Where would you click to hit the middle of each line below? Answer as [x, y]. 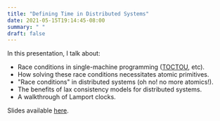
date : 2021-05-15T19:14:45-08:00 [56, 20]
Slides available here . [38, 110]
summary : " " [26, 27]
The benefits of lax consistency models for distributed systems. [110, 89]
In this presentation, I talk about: [54, 53]
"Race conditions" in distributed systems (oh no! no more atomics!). [115, 82]
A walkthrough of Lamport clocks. [66, 97]
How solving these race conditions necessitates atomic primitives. [113, 75]
